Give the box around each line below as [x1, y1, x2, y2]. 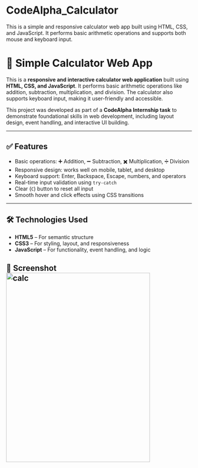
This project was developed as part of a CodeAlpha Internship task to [6, 106, 177, 113]
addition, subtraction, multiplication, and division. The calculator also [6, 88, 173, 95]
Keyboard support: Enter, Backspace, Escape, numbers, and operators [14, 172, 186, 179]
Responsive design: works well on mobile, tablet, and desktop [14, 166, 165, 173]
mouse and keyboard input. [6, 35, 72, 43]
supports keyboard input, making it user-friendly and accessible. [6, 95, 163, 102]
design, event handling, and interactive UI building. [6, 119, 130, 126]
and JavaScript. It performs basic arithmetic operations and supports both [6, 29, 187, 36]
